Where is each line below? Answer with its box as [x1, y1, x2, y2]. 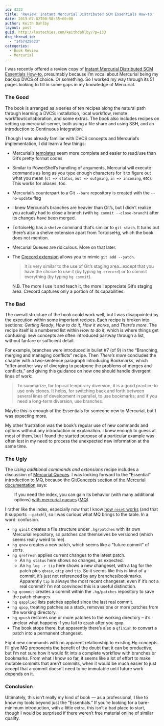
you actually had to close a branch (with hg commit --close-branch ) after [12, 210, 159, 215]
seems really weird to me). [12, 537, 66, 542]
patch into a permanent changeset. [12, 630, 83, 636]
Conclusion [5, 683, 33, 690]
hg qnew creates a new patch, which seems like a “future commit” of [12, 542, 149, 548]
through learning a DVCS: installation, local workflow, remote [5, 110, 127, 116]
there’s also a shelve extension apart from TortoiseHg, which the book [12, 230, 154, 235]
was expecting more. [5, 413, 47, 419]
